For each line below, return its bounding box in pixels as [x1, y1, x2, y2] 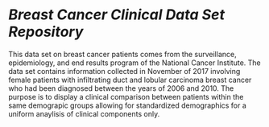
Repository [8, 23, 84, 41]
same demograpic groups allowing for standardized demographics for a [8, 100, 247, 110]
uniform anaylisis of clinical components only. [8, 109, 160, 118]
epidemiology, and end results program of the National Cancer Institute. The [8, 58, 261, 68]
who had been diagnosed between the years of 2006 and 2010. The [8, 83, 234, 93]
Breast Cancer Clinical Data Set [8, 6, 226, 24]
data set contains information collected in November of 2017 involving [8, 66, 241, 76]
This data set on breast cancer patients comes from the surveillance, [8, 49, 237, 59]
